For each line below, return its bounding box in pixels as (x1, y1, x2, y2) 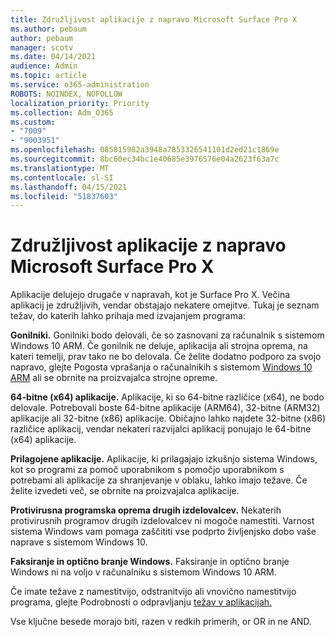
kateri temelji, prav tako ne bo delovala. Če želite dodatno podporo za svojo (10, 351, 322, 363)
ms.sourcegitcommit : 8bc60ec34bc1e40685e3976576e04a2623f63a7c (10, 154, 280, 164)
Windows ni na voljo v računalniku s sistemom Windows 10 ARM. (10, 566, 277, 578)
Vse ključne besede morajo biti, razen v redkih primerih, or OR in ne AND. (10, 616, 312, 628)
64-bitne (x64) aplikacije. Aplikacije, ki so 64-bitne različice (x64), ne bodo (10, 391, 325, 403)
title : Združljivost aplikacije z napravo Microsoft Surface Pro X (10, 14, 298, 25)
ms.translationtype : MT (10, 163, 110, 173)
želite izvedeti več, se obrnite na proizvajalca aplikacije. (10, 485, 240, 497)
